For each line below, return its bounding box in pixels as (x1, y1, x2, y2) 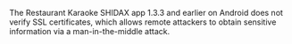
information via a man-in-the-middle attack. (9, 26, 171, 36)
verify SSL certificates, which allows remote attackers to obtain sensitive (9, 17, 277, 27)
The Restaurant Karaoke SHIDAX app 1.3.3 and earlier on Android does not (9, 8, 284, 18)
